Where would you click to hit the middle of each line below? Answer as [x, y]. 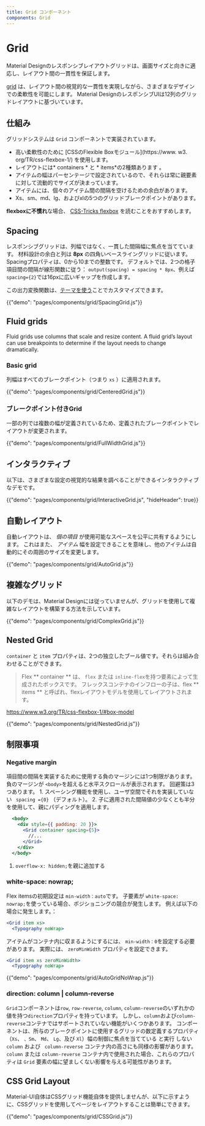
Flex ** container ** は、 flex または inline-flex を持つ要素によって [107, 676]
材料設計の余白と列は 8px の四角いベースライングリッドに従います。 [105, 254]
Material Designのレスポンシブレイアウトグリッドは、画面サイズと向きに [99, 66]
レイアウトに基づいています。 [49, 102]
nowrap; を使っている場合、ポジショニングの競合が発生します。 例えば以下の [102, 903]
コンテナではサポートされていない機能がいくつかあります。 [100, 1023]
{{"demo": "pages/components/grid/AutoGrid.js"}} [70, 565]
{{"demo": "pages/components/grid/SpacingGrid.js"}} [74, 303]
